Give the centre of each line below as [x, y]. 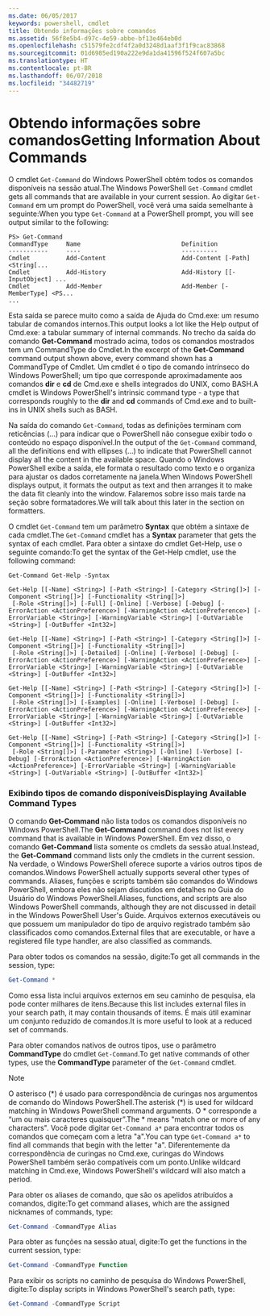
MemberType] [28, 294]
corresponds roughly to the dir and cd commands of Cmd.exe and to [123, 401]
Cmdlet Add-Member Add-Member [113, 287]
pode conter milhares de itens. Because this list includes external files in [127, 1003]
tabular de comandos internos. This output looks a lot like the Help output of [134, 324]
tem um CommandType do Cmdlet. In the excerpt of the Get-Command [126, 350]
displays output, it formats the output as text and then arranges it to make [130, 485]
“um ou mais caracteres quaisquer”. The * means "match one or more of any [134, 1119]
